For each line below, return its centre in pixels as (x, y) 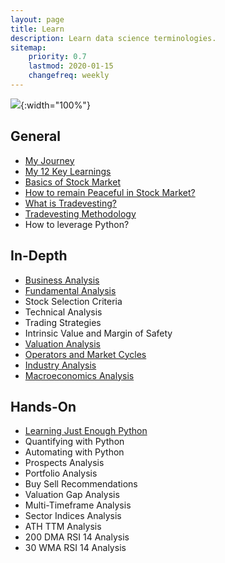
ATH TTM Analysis (63, 527)
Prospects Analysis (64, 463)
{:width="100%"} (55, 105)
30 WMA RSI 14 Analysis (75, 548)
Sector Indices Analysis (73, 516)
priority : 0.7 (57, 57)
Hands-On (43, 406)
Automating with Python (74, 452)
